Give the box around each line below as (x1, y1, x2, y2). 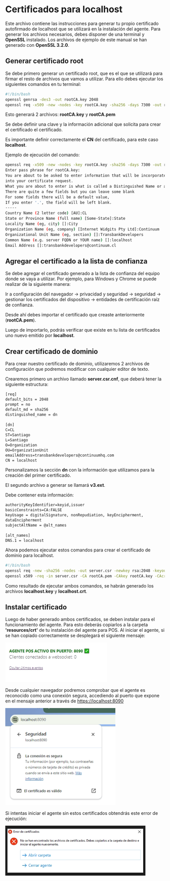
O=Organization (5, 443, 37, 448)
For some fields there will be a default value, (5, 194, 110, 199)
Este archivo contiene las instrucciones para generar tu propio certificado (5, 20, 159, 26)
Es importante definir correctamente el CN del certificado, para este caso (5, 136, 158, 143)
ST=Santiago (5, 432, 30, 437)
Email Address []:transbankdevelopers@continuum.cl (5, 243, 116, 248)
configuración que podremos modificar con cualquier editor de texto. (5, 366, 149, 372)
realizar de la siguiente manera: (5, 281, 71, 287)
